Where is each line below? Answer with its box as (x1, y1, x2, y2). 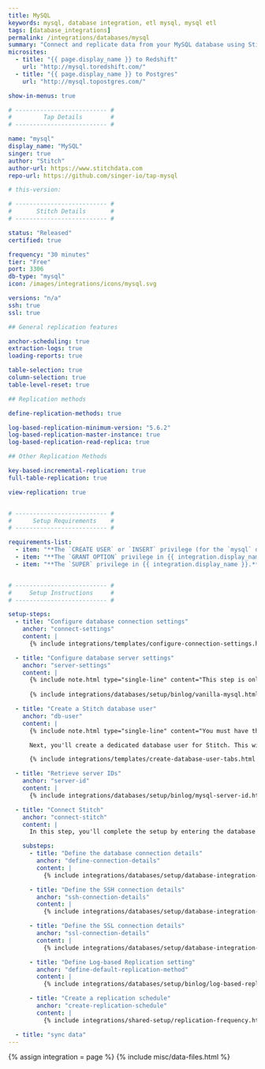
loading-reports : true (8, 352, 83, 360)
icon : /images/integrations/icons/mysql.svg (8, 280, 157, 288)
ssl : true (8, 308, 41, 316)
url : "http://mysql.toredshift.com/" (22, 63, 147, 71)
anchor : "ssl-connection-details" (36, 929, 150, 937)
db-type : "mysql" (8, 273, 65, 281)
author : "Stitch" (8, 157, 65, 165)
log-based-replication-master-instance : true (8, 431, 160, 439)
